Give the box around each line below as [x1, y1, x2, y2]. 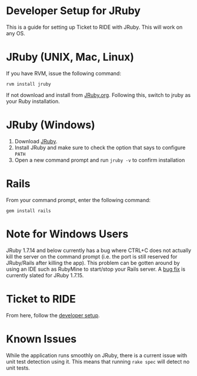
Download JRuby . [14, 137, 58, 145]
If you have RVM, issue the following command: [6, 69, 122, 77]
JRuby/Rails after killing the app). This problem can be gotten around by [6, 259, 181, 266]
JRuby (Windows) [6, 119, 95, 132]
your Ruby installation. [6, 98, 60, 105]
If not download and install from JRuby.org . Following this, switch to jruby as [6, 91, 191, 98]
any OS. [6, 29, 25, 36]
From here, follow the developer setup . [6, 311, 100, 318]
